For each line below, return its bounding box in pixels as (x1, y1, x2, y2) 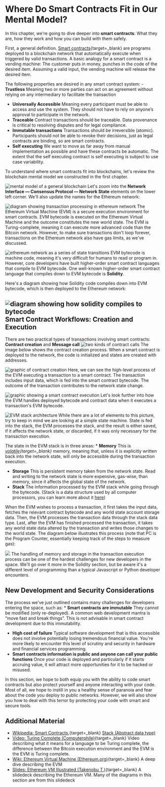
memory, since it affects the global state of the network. (12, 479, 127, 484)
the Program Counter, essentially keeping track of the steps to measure (5, 535, 150, 541)
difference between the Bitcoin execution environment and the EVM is (12, 745, 154, 752)
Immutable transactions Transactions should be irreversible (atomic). (12, 127, 154, 133)
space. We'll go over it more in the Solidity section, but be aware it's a (5, 561, 147, 567)
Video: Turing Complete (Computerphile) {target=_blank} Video (12, 735, 139, 741)
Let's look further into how (100, 392, 154, 398)
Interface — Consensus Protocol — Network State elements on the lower (5, 188, 156, 194)
